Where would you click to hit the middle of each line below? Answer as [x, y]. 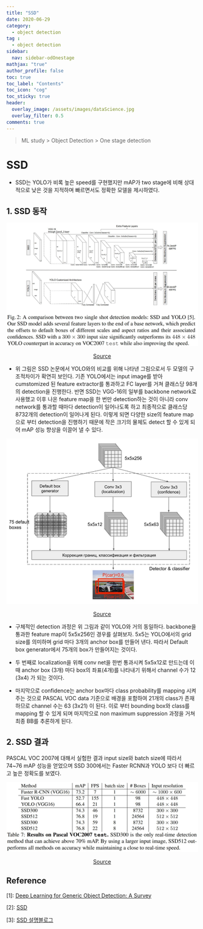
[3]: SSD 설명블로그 [30, 920]
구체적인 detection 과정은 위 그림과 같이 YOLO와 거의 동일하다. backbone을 [105, 627]
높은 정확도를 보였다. [37, 773]
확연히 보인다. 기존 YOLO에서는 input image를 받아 [102, 376]
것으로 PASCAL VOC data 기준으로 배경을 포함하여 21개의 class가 [105, 699]
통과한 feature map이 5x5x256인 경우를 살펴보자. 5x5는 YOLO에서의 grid [103, 635]
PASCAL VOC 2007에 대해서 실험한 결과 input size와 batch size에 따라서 [94, 758]
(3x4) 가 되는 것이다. [40, 678]
